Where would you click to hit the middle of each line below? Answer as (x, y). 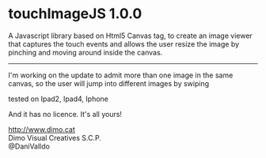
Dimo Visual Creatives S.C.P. (55, 137)
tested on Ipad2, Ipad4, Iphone (59, 99)
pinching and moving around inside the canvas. (85, 52)
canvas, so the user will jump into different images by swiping (109, 83)
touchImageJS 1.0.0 (75, 14)
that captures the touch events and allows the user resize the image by (124, 43)
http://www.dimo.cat (42, 129)
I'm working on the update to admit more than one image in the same (121, 75)
